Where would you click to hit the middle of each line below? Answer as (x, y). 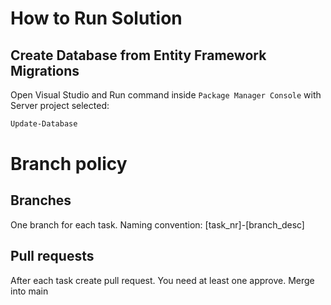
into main (29, 291)
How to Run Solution (96, 18)
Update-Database (44, 124)
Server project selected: (60, 105)
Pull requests (52, 256)
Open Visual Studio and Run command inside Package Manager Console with (166, 95)
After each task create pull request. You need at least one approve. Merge (162, 280)
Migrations (45, 70)
